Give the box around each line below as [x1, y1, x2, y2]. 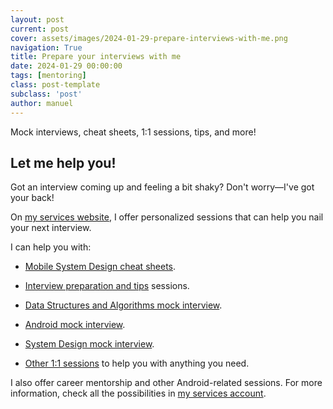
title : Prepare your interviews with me [10, 52, 182, 62]
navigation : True [10, 42, 83, 53]
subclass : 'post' [10, 89, 83, 99]
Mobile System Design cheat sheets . [24, 261, 177, 273]
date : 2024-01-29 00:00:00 [10, 61, 123, 71]
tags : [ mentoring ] [10, 71, 87, 81]
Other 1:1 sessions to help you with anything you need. [24, 357, 250, 370]
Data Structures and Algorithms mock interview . [24, 299, 223, 311]
